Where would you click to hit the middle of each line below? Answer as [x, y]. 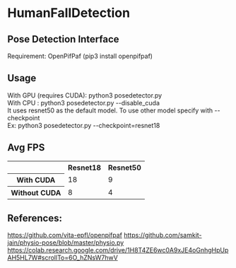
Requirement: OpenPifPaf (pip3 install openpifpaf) [80, 56]
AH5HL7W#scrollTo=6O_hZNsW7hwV [63, 257]
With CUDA [36, 180]
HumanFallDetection [69, 13]
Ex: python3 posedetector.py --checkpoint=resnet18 [84, 125]
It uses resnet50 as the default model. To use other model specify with [110, 110]
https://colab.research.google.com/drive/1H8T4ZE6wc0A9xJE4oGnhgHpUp [118, 250]
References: [35, 218]
